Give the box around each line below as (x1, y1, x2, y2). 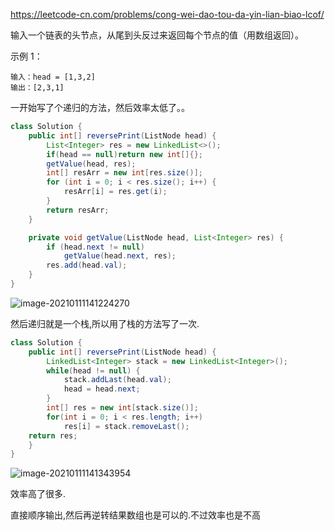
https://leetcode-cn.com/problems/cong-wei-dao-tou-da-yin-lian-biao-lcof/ (10, 9, 325, 20)
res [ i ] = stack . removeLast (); (63, 421, 190, 431)
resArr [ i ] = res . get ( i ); (63, 187, 168, 197)
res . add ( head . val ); (46, 260, 128, 271)
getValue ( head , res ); (46, 159, 137, 169)
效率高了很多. (10, 488, 67, 500)
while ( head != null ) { (46, 365, 141, 376)
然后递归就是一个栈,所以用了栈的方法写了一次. (10, 317, 200, 329)
